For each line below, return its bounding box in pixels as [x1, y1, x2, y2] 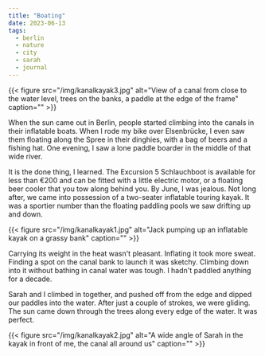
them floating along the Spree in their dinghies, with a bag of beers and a [8, 135, 248, 144]
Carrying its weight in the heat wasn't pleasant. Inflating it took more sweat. [8, 248, 256, 258]
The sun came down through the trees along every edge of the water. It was [8, 306, 258, 315]
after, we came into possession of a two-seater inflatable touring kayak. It [8, 192, 250, 201]
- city [15, 49, 37, 57]
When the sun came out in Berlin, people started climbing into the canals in [8, 117, 255, 127]
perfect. [8, 315, 34, 324]
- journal [15, 64, 48, 72]
